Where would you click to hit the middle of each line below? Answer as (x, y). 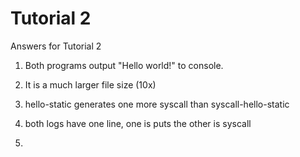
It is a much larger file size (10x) (90, 84)
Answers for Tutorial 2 (56, 46)
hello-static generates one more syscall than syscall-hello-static (157, 104)
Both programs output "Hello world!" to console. (124, 65)
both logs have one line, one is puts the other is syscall (138, 123)
